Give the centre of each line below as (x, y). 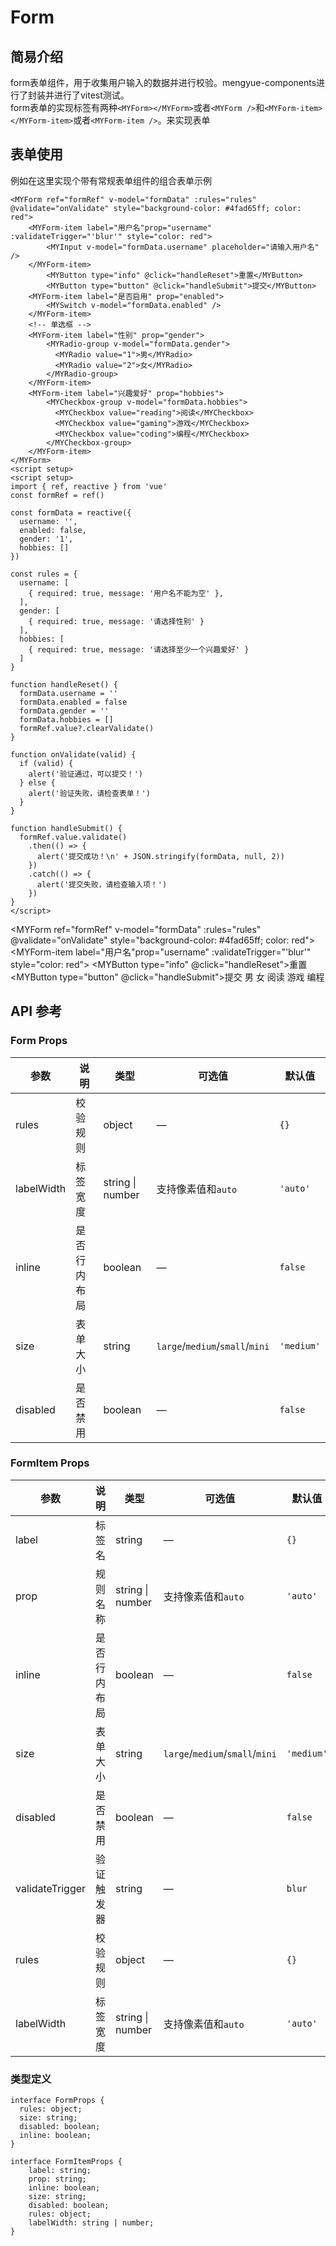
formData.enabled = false (73, 702)
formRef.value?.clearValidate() (87, 728)
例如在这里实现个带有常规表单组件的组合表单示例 (111, 180)
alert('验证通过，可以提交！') (85, 774)
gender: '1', (46, 539)
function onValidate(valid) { (73, 754)
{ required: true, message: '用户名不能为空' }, (126, 593)
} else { (37, 782)
